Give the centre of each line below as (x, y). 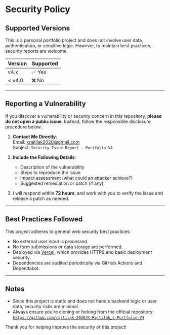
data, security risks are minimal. (46, 307)
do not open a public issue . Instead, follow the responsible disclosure (78, 121)
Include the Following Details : (44, 157)
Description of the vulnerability (52, 167)
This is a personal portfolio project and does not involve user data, (74, 40)
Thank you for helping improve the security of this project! (66, 327)
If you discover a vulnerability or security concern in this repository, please (83, 116)
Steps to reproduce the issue (50, 172)
